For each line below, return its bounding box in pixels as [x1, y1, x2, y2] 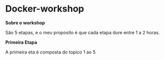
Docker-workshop [5, 3, 84, 15]
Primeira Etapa [5, 39, 37, 45]
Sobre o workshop [5, 20, 45, 26]
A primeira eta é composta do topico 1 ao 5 [5, 49, 96, 55]
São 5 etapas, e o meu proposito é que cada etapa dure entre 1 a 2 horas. [5, 29, 160, 35]
